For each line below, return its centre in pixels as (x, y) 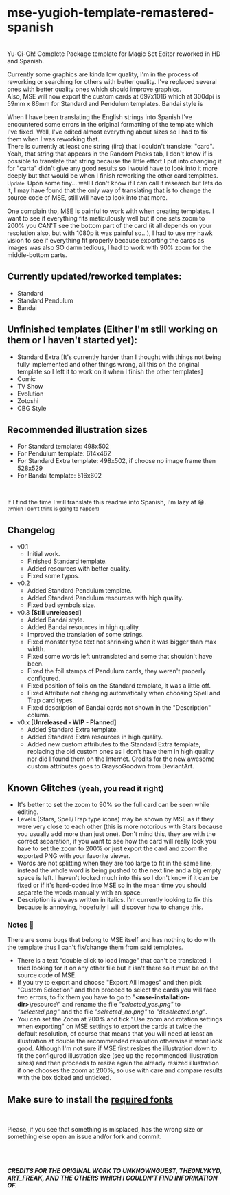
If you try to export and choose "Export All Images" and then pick (110, 983)
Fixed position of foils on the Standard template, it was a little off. (119, 686)
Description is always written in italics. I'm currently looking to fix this (115, 900)
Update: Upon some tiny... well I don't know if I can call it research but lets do (115, 183)
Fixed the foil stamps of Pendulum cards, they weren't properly (116, 671)
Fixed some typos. (54, 576)
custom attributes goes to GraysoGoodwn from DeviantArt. (111, 766)
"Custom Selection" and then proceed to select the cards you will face (116, 990)
